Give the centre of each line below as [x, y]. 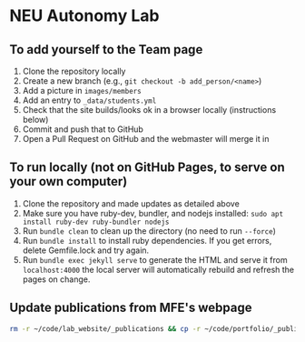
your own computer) [69, 181]
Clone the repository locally [74, 71]
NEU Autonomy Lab [84, 16]
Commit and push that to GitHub [83, 129]
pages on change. [56, 279]
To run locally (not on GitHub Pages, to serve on [147, 168]
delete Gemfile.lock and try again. [86, 250]
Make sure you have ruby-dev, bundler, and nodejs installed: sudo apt [153, 213]
